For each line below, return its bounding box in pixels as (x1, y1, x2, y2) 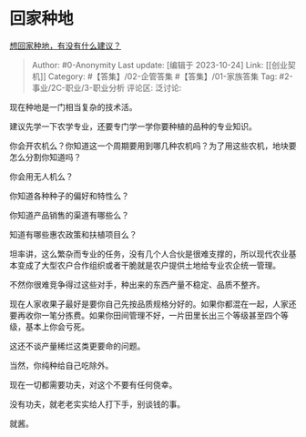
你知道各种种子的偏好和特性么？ (9, 190, 129, 201)
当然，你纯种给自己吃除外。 (9, 360, 114, 371)
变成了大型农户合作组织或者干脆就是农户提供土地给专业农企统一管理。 (16, 259, 280, 270)
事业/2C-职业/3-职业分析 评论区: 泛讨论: (31, 82, 182, 93)
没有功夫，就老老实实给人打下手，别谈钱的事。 (9, 398, 185, 410)
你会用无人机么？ (9, 170, 74, 182)
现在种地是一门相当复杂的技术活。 (9, 101, 138, 112)
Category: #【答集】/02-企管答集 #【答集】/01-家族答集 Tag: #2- (47, 70, 293, 82)
